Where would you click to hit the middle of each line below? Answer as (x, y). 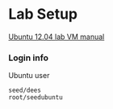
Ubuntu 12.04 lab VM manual (56, 37)
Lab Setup (43, 14)
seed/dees (25, 90)
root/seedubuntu (36, 98)
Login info (28, 58)
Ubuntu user (29, 76)
